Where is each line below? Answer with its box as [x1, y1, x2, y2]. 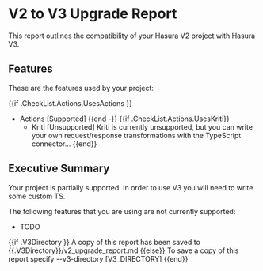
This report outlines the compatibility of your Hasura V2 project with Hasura [8, 31, 256, 40]
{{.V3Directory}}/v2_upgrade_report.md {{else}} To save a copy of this [8, 246, 239, 255]
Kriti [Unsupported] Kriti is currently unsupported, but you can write [31, 122, 253, 131]
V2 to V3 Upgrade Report [8, 5, 177, 23]
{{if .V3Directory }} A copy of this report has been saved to [8, 237, 200, 247]
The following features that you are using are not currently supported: [8, 206, 236, 216]
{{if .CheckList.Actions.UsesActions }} [8, 98, 133, 107]
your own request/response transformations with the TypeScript [31, 130, 242, 140]
